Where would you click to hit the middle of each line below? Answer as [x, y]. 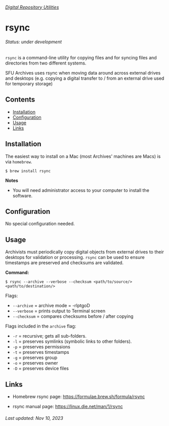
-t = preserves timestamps [41, 352]
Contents [20, 100]
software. [23, 195]
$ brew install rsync [28, 171]
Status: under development [34, 42]
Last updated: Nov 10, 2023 [34, 418]
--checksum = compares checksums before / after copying [73, 316]
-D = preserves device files [41, 369]
